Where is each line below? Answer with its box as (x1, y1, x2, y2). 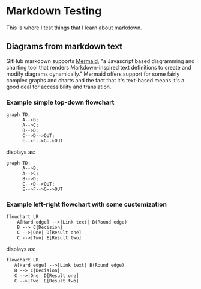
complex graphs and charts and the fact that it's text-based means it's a (6, 76, 185, 84)
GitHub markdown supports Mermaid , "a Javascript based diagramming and (6, 57, 195, 64)
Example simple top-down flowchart (6, 98, 115, 106)
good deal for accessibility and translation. (6, 83, 112, 90)
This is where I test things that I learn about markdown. (6, 24, 142, 31)
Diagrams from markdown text (6, 41, 123, 52)
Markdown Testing (6, 4, 102, 18)
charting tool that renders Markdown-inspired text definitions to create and (6, 64, 191, 71)
